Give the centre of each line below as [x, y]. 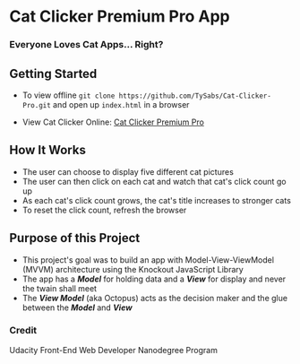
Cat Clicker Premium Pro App [120, 17]
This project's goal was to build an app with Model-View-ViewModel [148, 260]
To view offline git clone [69, 95]
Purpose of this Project [75, 238]
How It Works [48, 150]
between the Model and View [77, 308]
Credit [23, 331]
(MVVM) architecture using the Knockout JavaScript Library [133, 269]
